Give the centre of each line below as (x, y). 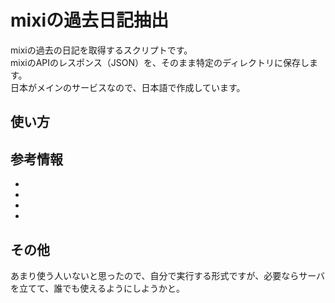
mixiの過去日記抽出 (89, 20)
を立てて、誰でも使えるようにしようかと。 (97, 288)
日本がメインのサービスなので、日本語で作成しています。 (128, 87)
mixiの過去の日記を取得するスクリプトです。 (101, 50)
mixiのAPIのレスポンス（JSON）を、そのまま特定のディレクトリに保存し (160, 62)
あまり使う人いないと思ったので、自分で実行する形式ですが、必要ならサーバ (168, 275)
